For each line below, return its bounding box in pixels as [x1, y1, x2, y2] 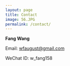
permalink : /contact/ [5, 21, 51, 27]
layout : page [5, 7, 33, 13]
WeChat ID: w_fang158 [5, 55, 53, 61]
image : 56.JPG [5, 17, 36, 22]
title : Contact [5, 12, 38, 17]
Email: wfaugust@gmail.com [5, 45, 65, 51]
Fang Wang [5, 36, 30, 42]
